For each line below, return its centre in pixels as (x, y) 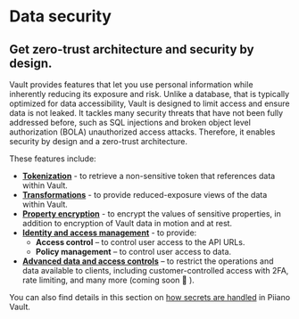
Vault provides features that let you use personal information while (131, 85)
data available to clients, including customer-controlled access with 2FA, (155, 270)
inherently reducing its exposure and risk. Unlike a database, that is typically (149, 94)
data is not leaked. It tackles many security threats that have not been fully (146, 113)
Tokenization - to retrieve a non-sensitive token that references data (149, 176)
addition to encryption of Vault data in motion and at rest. (127, 223)
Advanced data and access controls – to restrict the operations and (148, 261)
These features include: (53, 159)
